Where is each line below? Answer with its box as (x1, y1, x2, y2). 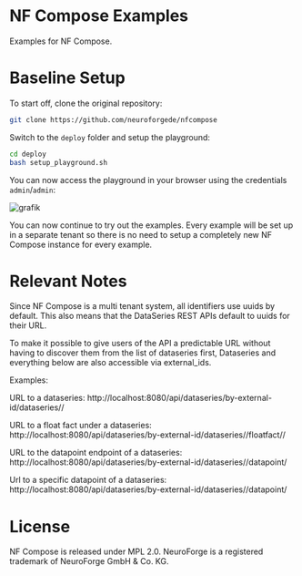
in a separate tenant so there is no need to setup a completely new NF (9, 229, 273, 240)
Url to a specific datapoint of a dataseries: (9, 475, 167, 486)
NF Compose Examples (9, 5, 189, 26)
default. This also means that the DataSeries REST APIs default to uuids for (9, 311, 291, 322)
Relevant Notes (9, 271, 127, 292)
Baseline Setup (9, 67, 126, 88)
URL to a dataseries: (9, 393, 86, 404)
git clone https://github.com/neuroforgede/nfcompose (9, 115, 218, 124)
